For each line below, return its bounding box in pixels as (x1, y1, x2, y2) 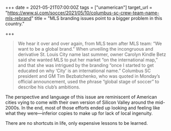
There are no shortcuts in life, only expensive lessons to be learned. (5, 120, 148, 126)
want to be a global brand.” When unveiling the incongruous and (17, 46, 153, 52)
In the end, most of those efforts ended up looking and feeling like (21, 105, 160, 111)
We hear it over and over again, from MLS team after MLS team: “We (17, 40, 162, 47)
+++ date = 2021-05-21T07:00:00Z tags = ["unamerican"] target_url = (5, 5, 153, 10)
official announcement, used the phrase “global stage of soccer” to (17, 79, 159, 84)
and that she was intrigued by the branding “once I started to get (17, 62, 154, 68)
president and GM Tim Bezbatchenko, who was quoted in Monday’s (17, 73, 160, 79)
